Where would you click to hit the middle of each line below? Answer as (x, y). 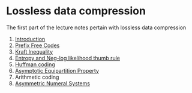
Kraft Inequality (34, 51)
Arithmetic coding (37, 77)
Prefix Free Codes (37, 45)
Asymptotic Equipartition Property (57, 70)
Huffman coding (35, 64)
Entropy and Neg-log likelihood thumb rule (67, 58)
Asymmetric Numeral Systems (52, 83)
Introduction (30, 39)
